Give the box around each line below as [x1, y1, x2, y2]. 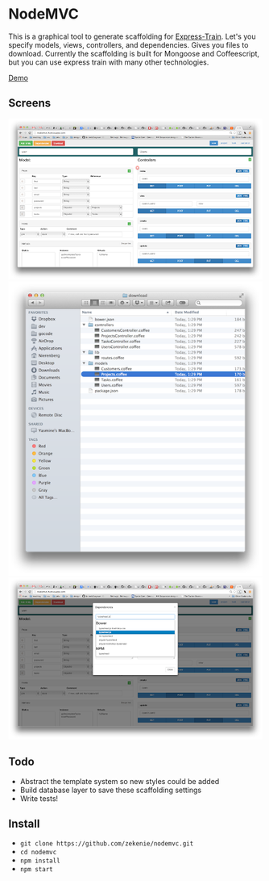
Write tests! [19, 793, 59, 803]
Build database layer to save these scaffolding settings [19, 785, 202, 795]
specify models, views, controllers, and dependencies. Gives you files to [8, 40, 249, 49]
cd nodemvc [19, 849, 57, 857]
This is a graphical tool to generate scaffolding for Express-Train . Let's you [8, 31, 256, 41]
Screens [8, 96, 51, 110]
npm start [19, 866, 54, 874]
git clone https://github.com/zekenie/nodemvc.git [19, 840, 194, 848]
